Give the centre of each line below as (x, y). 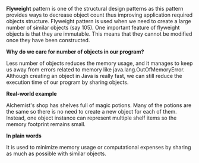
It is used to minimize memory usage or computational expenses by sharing (99, 147)
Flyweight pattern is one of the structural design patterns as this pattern (95, 9)
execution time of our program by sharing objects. (67, 82)
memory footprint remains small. (46, 124)
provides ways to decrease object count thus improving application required (99, 15)
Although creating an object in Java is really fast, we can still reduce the (94, 76)
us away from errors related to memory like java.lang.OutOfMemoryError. (96, 70)
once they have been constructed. (48, 40)
